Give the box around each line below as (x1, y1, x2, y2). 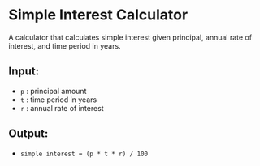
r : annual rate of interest (19, 103, 104, 113)
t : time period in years (19, 95, 97, 104)
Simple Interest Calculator (8, 6, 188, 24)
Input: (8, 65, 39, 79)
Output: (8, 127, 49, 141)
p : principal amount (19, 86, 87, 96)
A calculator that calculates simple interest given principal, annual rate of (8, 32, 253, 42)
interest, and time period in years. (8, 40, 121, 50)
